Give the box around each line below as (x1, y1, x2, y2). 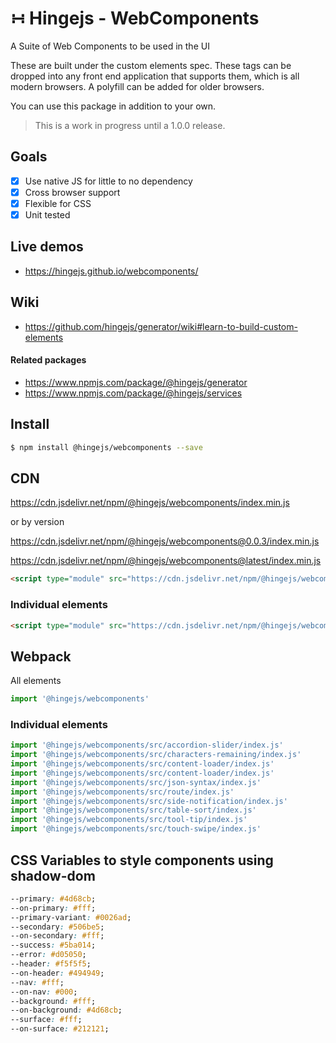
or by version (10, 516, 65, 528)
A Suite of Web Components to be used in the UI (10, 40, 210, 52)
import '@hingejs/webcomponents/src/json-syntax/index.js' (10, 777, 262, 787)
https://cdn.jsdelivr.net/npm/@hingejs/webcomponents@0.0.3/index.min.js (10, 535, 320, 547)
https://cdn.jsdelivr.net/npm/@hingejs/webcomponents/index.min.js (10, 497, 290, 509)
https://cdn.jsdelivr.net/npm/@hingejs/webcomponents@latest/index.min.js (10, 555, 322, 567)
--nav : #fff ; (10, 977, 65, 987)
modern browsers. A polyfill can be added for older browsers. (10, 80, 265, 92)
